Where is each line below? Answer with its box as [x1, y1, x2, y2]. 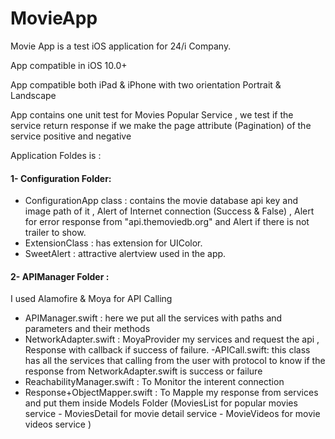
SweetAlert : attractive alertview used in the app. [24, 248, 227, 260]
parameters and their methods [24, 323, 151, 335]
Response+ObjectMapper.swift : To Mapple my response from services [24, 387, 319, 399]
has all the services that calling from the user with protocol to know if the [24, 355, 326, 367]
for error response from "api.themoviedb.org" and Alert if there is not [24, 216, 310, 228]
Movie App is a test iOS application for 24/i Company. [10, 40, 232, 52]
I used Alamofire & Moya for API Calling [10, 293, 173, 305]
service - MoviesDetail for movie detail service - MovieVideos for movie [24, 408, 321, 420]
